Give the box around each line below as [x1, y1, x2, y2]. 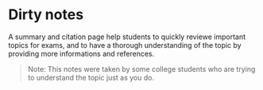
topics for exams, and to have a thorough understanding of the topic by [8, 40, 242, 49]
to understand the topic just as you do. [27, 72, 155, 82]
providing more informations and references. [8, 49, 155, 58]
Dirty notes [8, 6, 84, 24]
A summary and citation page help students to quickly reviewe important [8, 32, 246, 41]
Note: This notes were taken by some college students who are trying [27, 64, 256, 73]
